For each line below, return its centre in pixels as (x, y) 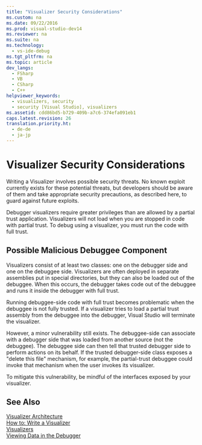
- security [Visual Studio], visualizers (65, 107)
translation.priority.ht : (39, 124)
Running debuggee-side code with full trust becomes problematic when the (100, 302)
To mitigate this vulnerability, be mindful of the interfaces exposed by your (99, 376)
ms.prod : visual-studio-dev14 (44, 29)
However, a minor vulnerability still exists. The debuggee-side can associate (101, 333)
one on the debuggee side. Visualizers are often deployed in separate (93, 271)
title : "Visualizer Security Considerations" (64, 12)
